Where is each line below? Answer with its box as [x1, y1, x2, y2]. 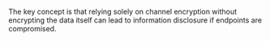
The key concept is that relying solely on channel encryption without [8, 7, 238, 16]
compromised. [8, 24, 57, 33]
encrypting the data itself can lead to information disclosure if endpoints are [8, 15, 262, 25]
